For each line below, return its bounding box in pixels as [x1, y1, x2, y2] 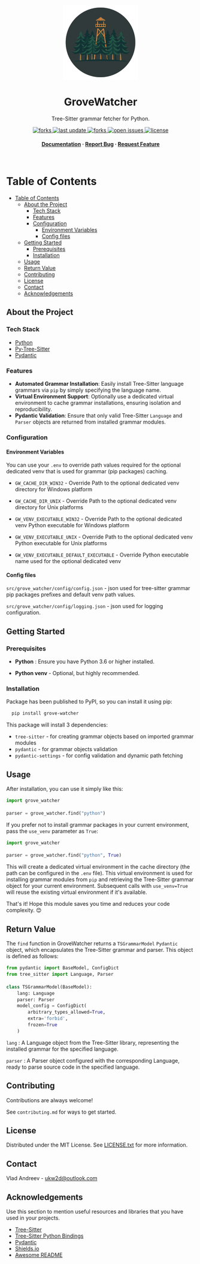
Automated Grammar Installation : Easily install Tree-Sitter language [14, 380, 184, 388]
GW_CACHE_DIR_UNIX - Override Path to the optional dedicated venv [14, 497, 177, 504]
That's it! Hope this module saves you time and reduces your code [6, 900, 170, 908]
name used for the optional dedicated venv [14, 558, 122, 565]
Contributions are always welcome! [6, 1096, 93, 1103]
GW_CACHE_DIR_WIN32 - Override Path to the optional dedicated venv [14, 479, 180, 486]
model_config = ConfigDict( [17, 1003, 87, 1009]
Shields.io [14, 1245, 40, 1252]
